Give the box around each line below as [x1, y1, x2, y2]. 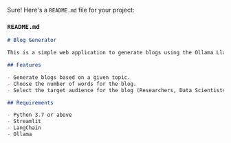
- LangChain [7, 124, 41, 131]
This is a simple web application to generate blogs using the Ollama [7, 49, 214, 56]
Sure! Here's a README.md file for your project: [7, 6, 135, 14]
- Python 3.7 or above [7, 111, 72, 119]
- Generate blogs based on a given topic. [7, 74, 131, 81]
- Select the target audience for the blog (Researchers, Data [7, 87, 192, 93]
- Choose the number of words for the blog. [7, 80, 137, 87]
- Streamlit [7, 118, 41, 125]
